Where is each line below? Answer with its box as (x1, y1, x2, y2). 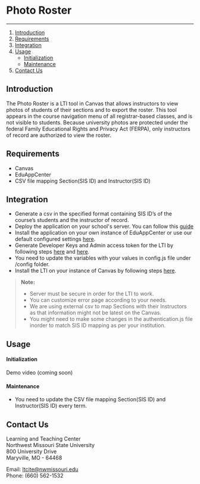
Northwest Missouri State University (6, 441, 95, 448)
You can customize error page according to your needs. (29, 296, 167, 304)
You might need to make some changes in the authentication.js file (29, 316, 193, 323)
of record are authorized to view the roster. (6, 132, 112, 139)
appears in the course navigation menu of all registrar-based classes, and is (6, 113, 193, 120)
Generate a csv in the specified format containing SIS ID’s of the (14, 210, 173, 217)
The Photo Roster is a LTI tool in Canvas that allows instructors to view (6, 99, 179, 107)
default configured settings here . (14, 236, 96, 243)
